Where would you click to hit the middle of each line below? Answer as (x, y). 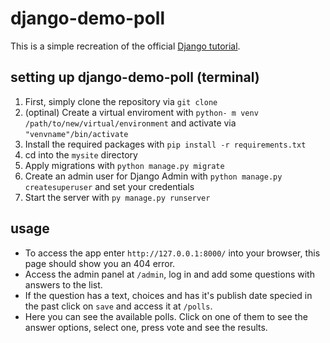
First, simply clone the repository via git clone (121, 101)
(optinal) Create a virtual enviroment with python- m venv (141, 112)
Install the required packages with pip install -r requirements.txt (165, 144)
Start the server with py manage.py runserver (117, 197)
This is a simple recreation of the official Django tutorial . (125, 46)
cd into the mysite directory (81, 154)
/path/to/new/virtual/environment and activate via (130, 123)
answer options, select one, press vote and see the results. (146, 327)
